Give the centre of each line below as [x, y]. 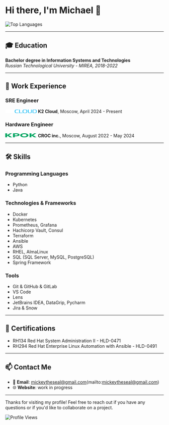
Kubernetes [24, 220]
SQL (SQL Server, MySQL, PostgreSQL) [53, 257]
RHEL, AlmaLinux [30, 251]
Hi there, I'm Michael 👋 [53, 10]
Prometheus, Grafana [34, 225]
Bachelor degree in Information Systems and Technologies [68, 60]
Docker [20, 214]
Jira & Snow [25, 308]
